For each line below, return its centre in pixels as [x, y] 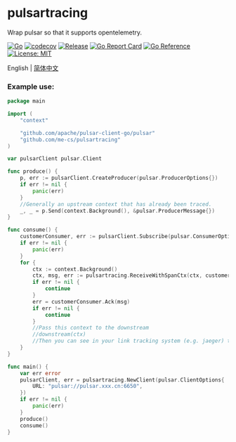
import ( [20, 114]
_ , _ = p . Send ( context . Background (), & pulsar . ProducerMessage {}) [118, 211]
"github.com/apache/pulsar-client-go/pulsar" [88, 133]
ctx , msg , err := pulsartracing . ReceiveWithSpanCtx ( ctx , [117, 275]
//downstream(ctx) [59, 334]
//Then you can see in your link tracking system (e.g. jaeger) [129, 341]
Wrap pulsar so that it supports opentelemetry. [75, 32]
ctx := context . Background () [75, 269]
